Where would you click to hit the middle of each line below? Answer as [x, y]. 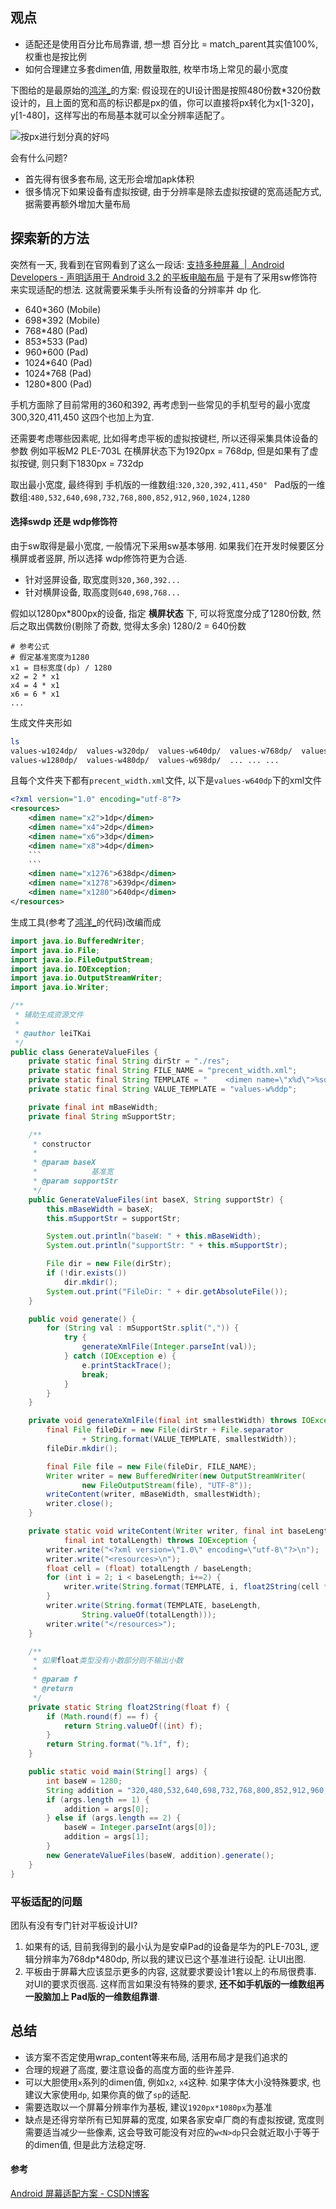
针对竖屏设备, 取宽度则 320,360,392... [103, 579]
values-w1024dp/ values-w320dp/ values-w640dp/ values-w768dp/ [151, 751]
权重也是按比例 [55, 56]
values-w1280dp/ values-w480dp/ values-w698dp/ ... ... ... [145, 760]
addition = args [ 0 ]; [106, 1809]
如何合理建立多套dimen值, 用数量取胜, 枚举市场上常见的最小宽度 [156, 69]
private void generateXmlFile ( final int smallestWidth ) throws [163, 1421]
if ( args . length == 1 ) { [98, 1799]
